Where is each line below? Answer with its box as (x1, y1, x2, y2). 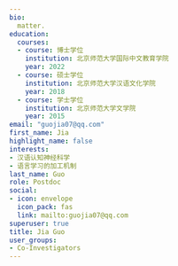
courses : (17, 37, 50, 47)
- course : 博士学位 (17, 46, 84, 55)
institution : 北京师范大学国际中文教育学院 (25, 54, 170, 63)
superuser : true (9, 219, 69, 228)
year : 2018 (25, 87, 66, 96)
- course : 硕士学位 (17, 71, 84, 80)
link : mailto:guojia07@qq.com (17, 210, 128, 220)
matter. (17, 21, 46, 30)
